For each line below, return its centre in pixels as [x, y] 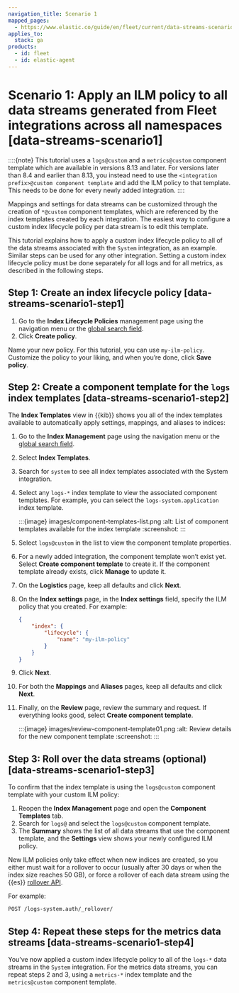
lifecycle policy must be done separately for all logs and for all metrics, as [116, 262]
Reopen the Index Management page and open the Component [112, 809]
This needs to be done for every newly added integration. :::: [96, 190]
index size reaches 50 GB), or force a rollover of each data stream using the [119, 875]
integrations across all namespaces [115, 125]
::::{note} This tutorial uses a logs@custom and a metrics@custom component [117, 160]
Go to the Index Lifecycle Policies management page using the [111, 321]
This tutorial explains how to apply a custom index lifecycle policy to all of [115, 240]
